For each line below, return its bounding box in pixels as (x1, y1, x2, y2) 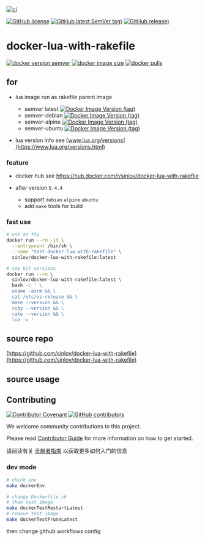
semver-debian (24, 111, 63, 119)
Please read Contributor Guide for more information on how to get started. (6, 435, 193, 442)
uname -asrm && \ (12, 288, 56, 294)
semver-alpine (24, 118, 61, 125)
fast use (6, 217, 31, 226)
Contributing (6, 395, 56, 405)
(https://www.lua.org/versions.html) (15, 143, 105, 150)
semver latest (24, 105, 59, 113)
